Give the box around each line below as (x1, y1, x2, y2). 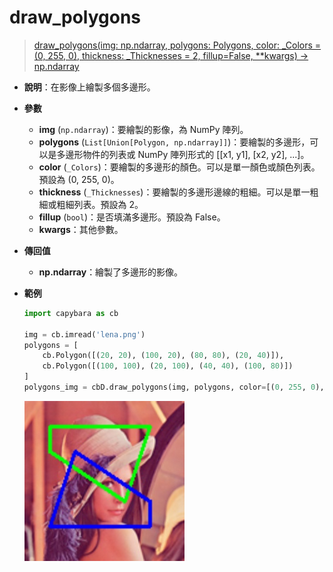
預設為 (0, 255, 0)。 (38, 173, 120, 185)
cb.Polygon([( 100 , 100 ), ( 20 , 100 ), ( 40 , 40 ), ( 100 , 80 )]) (42, 361, 294, 371)
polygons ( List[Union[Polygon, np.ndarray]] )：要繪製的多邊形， (38, 136, 311, 148)
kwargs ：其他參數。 (38, 223, 124, 235)
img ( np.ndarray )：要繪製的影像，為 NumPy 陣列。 (38, 123, 249, 135)
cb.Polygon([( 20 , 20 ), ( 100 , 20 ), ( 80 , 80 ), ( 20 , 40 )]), (42, 351, 285, 361)
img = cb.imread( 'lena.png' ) (23, 329, 146, 340)
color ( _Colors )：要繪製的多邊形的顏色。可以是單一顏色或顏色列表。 (38, 161, 321, 173)
